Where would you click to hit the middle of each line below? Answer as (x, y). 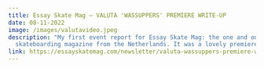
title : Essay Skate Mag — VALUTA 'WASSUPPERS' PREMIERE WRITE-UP (117, 15)
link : (17, 52)
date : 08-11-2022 (37, 23)
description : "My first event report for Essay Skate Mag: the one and (128, 37)
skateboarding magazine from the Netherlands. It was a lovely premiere (137, 45)
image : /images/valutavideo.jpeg (63, 30)
